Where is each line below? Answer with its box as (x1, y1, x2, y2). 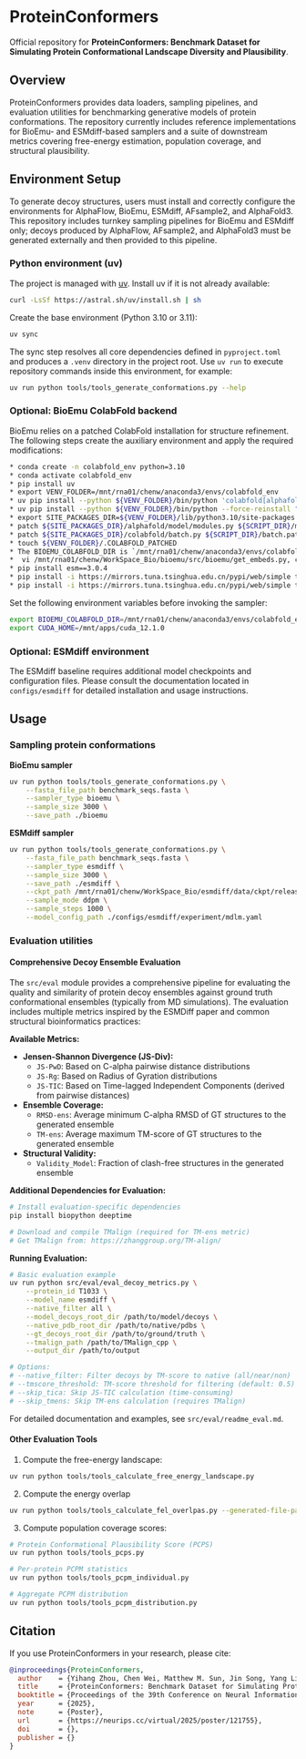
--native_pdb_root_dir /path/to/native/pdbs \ (25, 1321, 206, 1330)
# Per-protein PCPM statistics (9, 1565, 128, 1574)
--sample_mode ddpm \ (25, 895, 107, 905)
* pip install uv (9, 479, 76, 488)
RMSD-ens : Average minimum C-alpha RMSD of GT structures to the (36, 1110, 287, 1120)
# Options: (9, 1363, 51, 1372)
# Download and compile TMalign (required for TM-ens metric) (9, 1227, 250, 1236)
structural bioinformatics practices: (9, 1016, 141, 1027)
